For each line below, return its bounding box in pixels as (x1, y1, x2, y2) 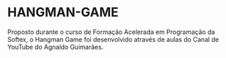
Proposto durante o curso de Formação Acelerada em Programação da (7, 28, 215, 36)
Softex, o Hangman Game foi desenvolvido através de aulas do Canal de (7, 35, 219, 43)
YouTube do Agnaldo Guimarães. (7, 42, 104, 51)
